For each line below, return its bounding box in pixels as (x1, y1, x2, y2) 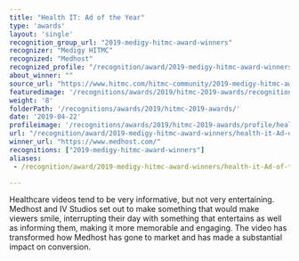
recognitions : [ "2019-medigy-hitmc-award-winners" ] (9, 145, 205, 154)
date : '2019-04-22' (9, 112, 82, 121)
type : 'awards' (9, 21, 66, 30)
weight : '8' (9, 95, 53, 105)
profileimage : (9, 121, 62, 130)
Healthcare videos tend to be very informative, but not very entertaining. (9, 194, 275, 205)
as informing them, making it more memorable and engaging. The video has (9, 223, 287, 233)
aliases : (9, 153, 42, 163)
